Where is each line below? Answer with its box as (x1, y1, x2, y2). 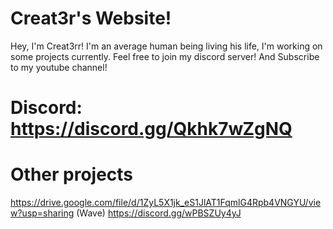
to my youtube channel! (10, 61, 108, 73)
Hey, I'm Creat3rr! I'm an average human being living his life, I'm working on (10, 40, 323, 52)
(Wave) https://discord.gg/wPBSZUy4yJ (76, 207, 242, 219)
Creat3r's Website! (10, 7, 172, 30)
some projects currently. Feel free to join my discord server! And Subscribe (10, 50, 320, 62)
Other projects (10, 163, 134, 186)
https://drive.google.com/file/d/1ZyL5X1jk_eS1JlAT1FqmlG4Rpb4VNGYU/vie (10, 197, 322, 209)
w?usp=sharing (10, 207, 75, 219)
